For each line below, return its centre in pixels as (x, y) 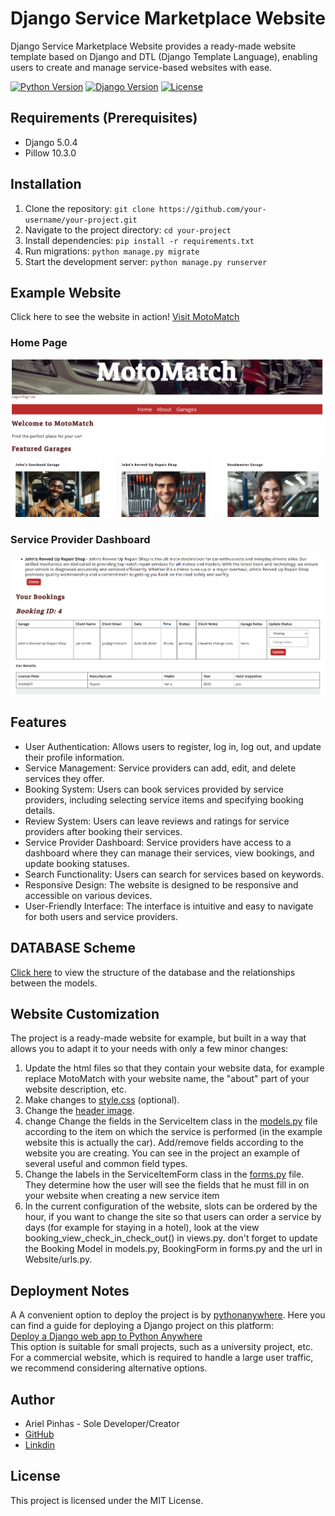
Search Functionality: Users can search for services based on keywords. (174, 874)
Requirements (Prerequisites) (104, 118)
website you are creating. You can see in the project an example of (162, 1153)
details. (40, 810)
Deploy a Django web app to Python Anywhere (106, 1336)
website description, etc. (75, 1089)
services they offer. (64, 778)
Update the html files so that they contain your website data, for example (174, 1068)
